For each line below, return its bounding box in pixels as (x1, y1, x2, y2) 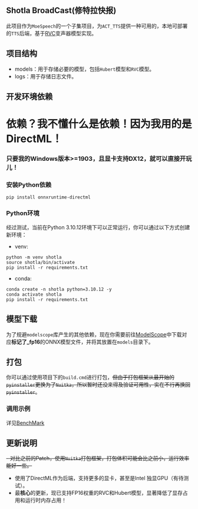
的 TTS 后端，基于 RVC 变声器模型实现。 (6, 29, 97, 37)
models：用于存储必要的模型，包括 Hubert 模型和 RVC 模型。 (14, 65, 155, 72)
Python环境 (6, 209, 39, 217)
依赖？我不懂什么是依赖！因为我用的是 (6, 117, 193, 131)
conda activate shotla (6, 291, 62, 298)
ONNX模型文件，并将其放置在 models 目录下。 (45, 338, 154, 345)
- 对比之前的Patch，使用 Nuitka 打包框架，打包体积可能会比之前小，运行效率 (6, 455, 190, 462)
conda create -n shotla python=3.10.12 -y (6, 286, 112, 292)
